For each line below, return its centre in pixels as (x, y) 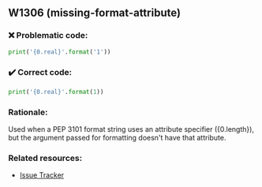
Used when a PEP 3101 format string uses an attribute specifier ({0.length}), (131, 129)
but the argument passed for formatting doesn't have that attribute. (117, 138)
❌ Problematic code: (48, 36)
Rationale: (28, 112)
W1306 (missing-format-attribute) (95, 13)
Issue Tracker (42, 175)
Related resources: (45, 158)
